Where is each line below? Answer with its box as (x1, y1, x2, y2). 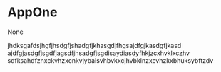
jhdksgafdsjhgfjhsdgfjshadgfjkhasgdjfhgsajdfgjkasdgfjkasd (7, 41, 182, 49)
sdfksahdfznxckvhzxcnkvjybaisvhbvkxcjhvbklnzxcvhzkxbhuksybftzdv (7, 56, 214, 64)
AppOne (7, 4, 58, 20)
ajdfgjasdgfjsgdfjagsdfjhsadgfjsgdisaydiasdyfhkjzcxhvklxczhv (7, 49, 190, 57)
